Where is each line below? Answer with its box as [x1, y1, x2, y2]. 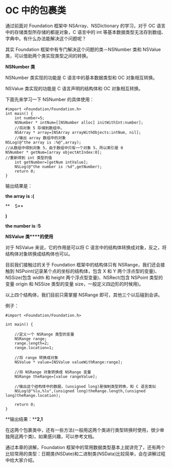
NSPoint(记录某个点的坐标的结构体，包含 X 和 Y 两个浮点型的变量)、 [15, 268, 160, 274]
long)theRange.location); [5, 393, 61, 398]
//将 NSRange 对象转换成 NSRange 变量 [14, 370, 91, 375]
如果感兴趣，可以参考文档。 [38, 433, 98, 439]
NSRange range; [14, 336, 47, 341]
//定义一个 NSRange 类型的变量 [14, 332, 74, 337]
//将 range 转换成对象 [14, 355, 59, 360]
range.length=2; [14, 340, 50, 346]
